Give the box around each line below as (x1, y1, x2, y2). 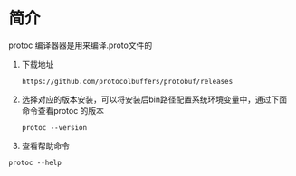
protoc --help (8, 158, 62, 167)
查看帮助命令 (21, 140, 70, 151)
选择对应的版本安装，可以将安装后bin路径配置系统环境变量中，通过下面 (21, 94, 288, 105)
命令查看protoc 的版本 (21, 105, 105, 116)
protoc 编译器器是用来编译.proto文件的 (8, 40, 153, 51)
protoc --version (21, 123, 88, 132)
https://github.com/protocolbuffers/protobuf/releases (21, 77, 234, 86)
